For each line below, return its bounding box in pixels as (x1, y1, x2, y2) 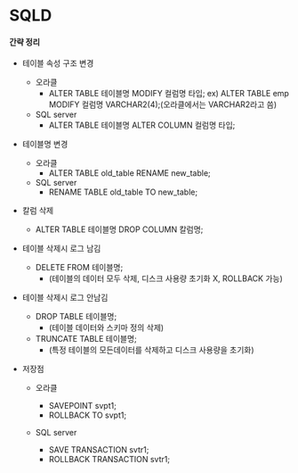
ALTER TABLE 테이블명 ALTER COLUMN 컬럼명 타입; (48, 120, 236, 130)
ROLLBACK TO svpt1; (48, 410, 127, 420)
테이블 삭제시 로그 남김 (21, 243, 101, 254)
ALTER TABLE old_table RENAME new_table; (48, 168, 211, 178)
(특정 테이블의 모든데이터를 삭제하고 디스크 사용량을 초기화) (48, 344, 255, 355)
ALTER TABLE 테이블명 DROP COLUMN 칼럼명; (35, 224, 204, 235)
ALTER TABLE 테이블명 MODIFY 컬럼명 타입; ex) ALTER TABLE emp (48, 88, 289, 99)
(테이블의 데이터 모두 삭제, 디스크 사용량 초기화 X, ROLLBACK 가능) (48, 273, 283, 284)
